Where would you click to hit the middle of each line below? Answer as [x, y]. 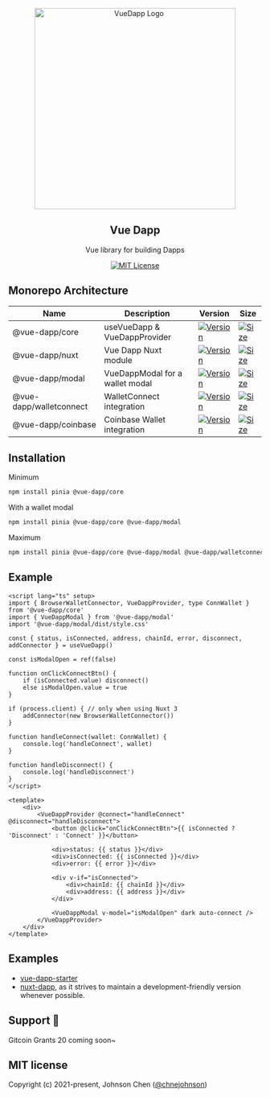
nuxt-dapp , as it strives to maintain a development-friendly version [130, 987]
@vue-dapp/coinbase [54, 424]
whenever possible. [53, 995]
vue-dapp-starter [49, 978]
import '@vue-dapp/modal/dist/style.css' [79, 624]
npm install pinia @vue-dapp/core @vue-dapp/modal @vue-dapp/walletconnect [138, 553]
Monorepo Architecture [68, 291]
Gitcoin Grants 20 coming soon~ [62, 1040]
